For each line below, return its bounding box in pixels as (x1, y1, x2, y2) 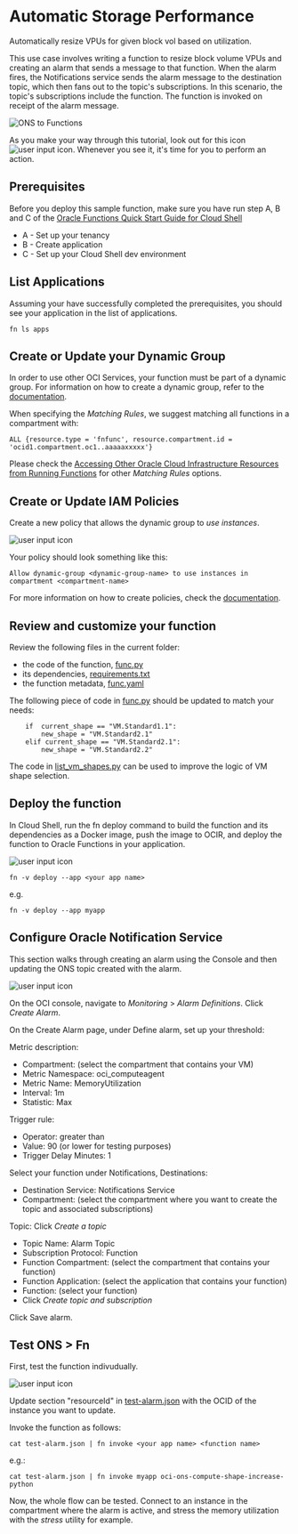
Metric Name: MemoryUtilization (21, 1078, 141, 1088)
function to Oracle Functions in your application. (9, 838, 186, 849)
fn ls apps (9, 325, 50, 334)
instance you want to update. (9, 1405, 116, 1416)
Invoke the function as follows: (9, 1422, 122, 1433)
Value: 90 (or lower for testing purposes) (21, 1141, 172, 1151)
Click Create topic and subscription (21, 1295, 153, 1305)
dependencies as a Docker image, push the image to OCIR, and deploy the (9, 829, 283, 840)
